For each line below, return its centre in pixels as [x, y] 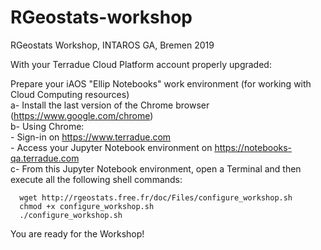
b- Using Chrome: [47, 126]
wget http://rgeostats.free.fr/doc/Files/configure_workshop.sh [156, 197]
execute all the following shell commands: [96, 179]
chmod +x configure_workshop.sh [87, 206]
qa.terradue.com [45, 158]
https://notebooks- [253, 147]
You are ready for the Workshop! [77, 233]
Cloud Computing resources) [70, 94]
